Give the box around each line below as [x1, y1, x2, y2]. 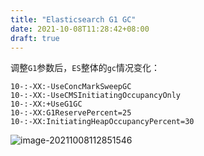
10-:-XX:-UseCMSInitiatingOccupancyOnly [10, 91, 182, 101]
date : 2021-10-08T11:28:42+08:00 [10, 24, 150, 34]
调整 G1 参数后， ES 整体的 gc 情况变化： [10, 62, 160, 74]
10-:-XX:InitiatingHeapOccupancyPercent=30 [10, 117, 195, 127]
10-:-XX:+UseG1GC [10, 99, 83, 110]
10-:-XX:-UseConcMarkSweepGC [10, 82, 132, 92]
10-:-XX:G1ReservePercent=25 [10, 108, 132, 118]
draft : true [10, 33, 60, 43]
